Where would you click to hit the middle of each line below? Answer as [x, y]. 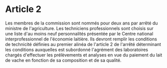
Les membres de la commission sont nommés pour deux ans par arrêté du [82, 23]
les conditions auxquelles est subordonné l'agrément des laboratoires [77, 49]
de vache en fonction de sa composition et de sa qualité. [63, 60]
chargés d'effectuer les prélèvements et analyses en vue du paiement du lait [84, 55]
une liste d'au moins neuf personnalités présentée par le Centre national [79, 33]
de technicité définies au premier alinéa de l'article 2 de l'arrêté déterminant [83, 44]
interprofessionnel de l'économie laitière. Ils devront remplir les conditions [81, 39]
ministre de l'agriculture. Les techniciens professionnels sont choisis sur [79, 28]
